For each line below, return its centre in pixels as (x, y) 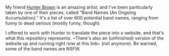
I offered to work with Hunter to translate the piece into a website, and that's (85, 33)
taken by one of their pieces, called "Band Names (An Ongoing (71, 12)
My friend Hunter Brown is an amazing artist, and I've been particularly (79, 7)
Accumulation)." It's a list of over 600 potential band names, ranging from (82, 18)
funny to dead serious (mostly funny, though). (53, 23)
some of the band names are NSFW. (43, 49)
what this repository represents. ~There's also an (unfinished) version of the (85, 38)
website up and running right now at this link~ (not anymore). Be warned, (81, 43)
